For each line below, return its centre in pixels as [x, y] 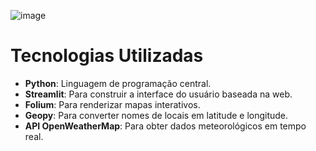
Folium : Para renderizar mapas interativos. [112, 104]
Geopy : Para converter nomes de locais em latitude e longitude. [156, 115]
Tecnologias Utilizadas [107, 56]
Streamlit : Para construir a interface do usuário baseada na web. [158, 94]
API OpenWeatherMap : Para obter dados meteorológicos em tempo [165, 126]
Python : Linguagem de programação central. [118, 83]
